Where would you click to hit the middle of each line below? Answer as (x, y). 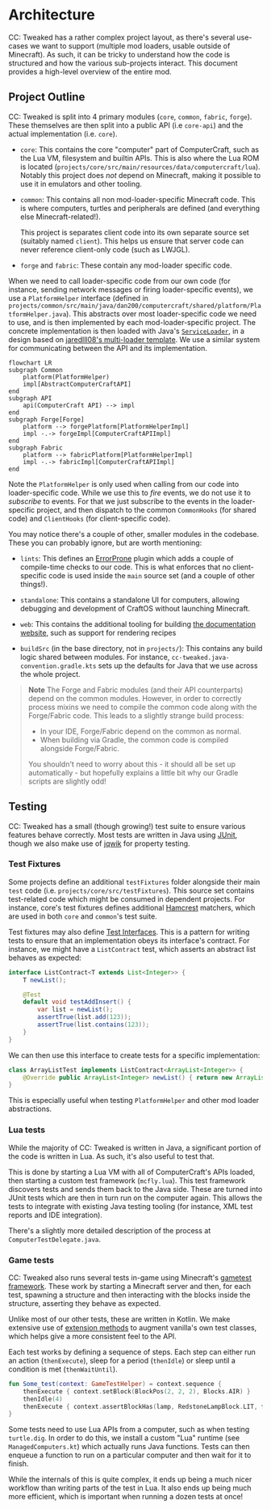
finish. (19, 1464)
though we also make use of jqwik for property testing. (100, 843)
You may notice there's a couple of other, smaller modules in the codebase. (134, 534)
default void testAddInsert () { (77, 1002)
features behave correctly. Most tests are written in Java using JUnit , (123, 835)
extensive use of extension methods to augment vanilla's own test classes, (133, 1327)
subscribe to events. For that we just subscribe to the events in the (119, 501)
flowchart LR (30, 363)
